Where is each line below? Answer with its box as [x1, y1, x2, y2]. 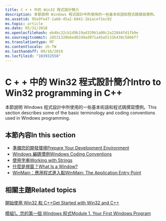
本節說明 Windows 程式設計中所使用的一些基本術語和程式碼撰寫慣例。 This [5, 104, 157, 110]
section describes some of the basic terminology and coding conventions [5, 110, 155, 116]
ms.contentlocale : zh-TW [5, 44, 56, 49]
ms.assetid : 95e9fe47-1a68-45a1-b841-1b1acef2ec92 [5, 16, 112, 21]
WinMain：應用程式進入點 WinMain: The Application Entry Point [12, 170, 141, 176]
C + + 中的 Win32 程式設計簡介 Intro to [5, 76, 161, 87]
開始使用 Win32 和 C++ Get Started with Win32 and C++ [5, 200, 120, 206]
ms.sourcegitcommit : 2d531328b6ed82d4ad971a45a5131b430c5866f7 [5, 35, 139, 40]
